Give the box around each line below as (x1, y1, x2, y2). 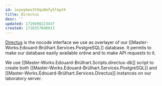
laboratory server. (5, 76, 42, 82)
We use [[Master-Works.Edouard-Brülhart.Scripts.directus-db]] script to (5, 60, 154, 66)
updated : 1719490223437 (5, 21, 55, 26)
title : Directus (5, 12, 39, 17)
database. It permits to (105, 45, 152, 51)
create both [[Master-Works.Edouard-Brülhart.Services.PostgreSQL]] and (5, 65, 157, 71)
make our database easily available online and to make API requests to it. (5, 50, 156, 56)
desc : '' (5, 16, 24, 21)
